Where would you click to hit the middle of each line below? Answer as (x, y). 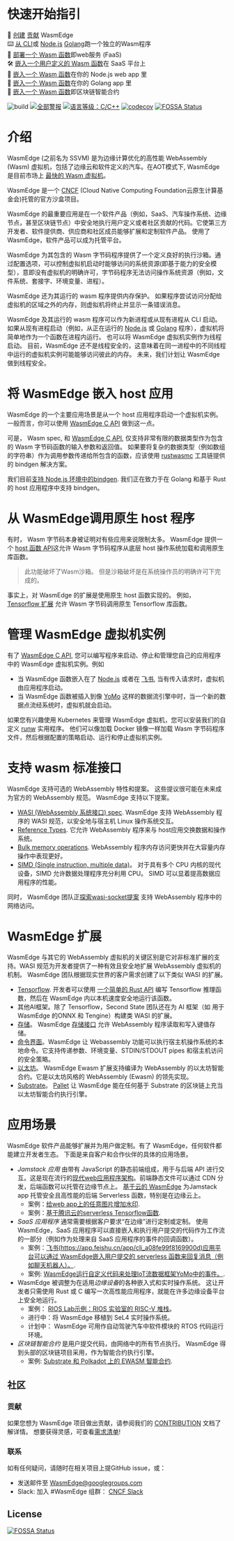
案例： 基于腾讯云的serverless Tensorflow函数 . (94, 1212)
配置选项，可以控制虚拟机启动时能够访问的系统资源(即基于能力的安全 (112, 263)
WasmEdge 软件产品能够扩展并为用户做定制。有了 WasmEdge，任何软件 (111, 1145)
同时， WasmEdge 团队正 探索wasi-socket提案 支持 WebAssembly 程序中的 (115, 897)
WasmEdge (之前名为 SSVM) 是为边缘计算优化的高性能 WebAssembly (107, 158)
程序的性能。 (42, 882)
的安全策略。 (36, 1059)
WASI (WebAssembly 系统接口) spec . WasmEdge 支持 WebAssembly (116, 812)
